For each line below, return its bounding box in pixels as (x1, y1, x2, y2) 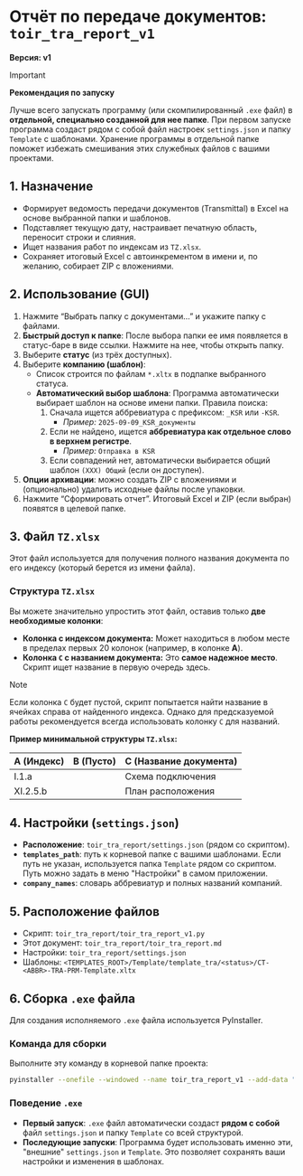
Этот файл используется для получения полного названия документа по (9, 553, 290, 564)
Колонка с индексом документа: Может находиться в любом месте (22, 633, 290, 644)
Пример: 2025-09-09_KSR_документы (62, 416, 196, 427)
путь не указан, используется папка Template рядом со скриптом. (22, 859, 277, 870)
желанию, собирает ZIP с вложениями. (22, 260, 174, 271)
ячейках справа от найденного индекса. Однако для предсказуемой (9, 706, 275, 717)
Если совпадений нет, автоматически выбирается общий (49, 455, 271, 466)
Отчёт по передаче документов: (9, 6, 267, 27)
